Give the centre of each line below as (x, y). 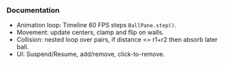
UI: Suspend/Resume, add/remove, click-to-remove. (90, 54)
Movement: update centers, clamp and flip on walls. (90, 32)
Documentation (33, 10)
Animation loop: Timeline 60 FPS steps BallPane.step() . (96, 25)
